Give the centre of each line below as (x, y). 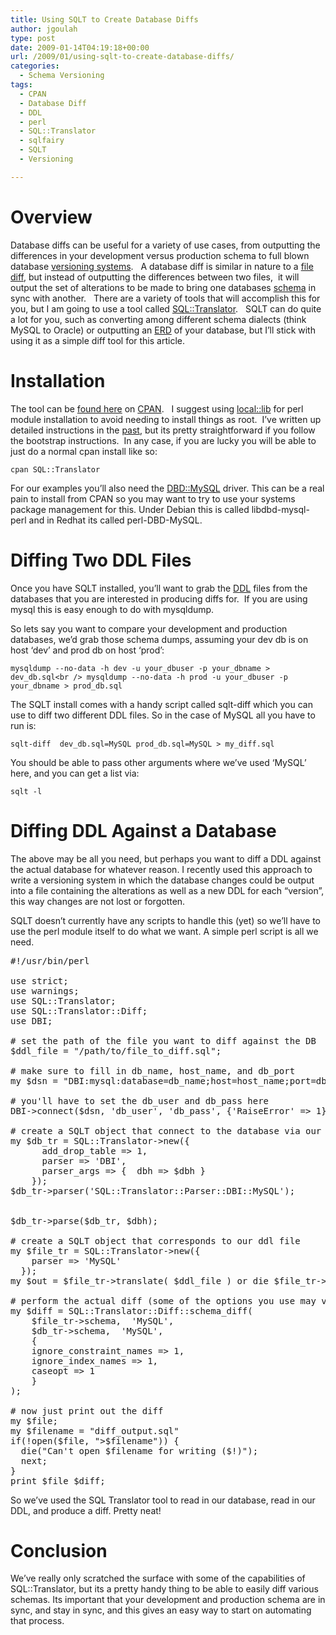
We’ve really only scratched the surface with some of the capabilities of (158, 1578)
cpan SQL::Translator (55, 469)
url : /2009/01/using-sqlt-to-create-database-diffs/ (122, 57)
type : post (33, 38)
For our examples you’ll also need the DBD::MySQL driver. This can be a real (167, 488)
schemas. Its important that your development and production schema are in (168, 1600)
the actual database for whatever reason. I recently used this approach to (161, 869)
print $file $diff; (58, 1480)
